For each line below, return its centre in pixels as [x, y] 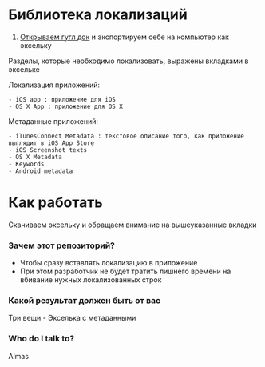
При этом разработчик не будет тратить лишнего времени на [125, 271]
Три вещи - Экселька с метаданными [72, 318]
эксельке [24, 69]
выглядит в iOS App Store [51, 143]
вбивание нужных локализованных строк [91, 280]
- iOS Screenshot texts [48, 150]
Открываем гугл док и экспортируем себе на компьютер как [125, 37]
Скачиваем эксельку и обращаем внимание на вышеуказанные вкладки [132, 225]
